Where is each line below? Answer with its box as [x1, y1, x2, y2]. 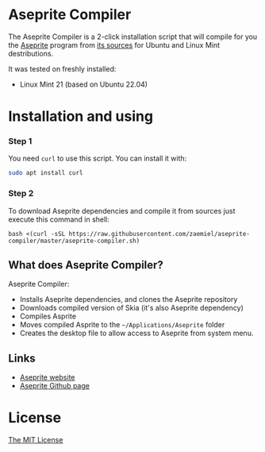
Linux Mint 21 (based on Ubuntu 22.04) [19, 79, 148, 89]
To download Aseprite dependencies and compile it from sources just [8, 206, 236, 215]
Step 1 [8, 136, 33, 147]
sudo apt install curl [8, 169, 83, 177]
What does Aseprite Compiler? [8, 258, 164, 272]
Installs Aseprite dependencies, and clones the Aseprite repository [19, 295, 238, 304]
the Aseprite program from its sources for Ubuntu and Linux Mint [8, 40, 221, 49]
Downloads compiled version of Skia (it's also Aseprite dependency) [19, 303, 244, 313]
